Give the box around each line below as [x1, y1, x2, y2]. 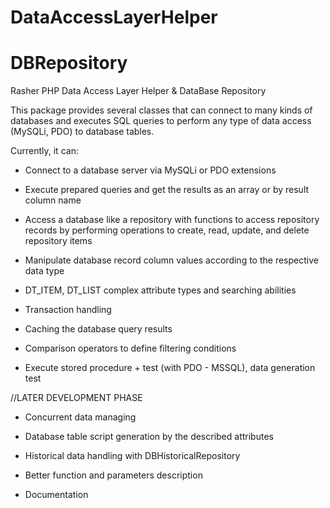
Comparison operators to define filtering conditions [24, 342, 237, 355]
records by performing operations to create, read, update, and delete [24, 224, 310, 236]
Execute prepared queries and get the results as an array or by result [24, 184, 310, 196]
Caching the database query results [24, 323, 173, 335]
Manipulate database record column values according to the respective [24, 254, 319, 266]
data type [24, 265, 65, 277]
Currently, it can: [10, 145, 79, 157]
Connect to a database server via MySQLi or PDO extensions [24, 164, 277, 176]
